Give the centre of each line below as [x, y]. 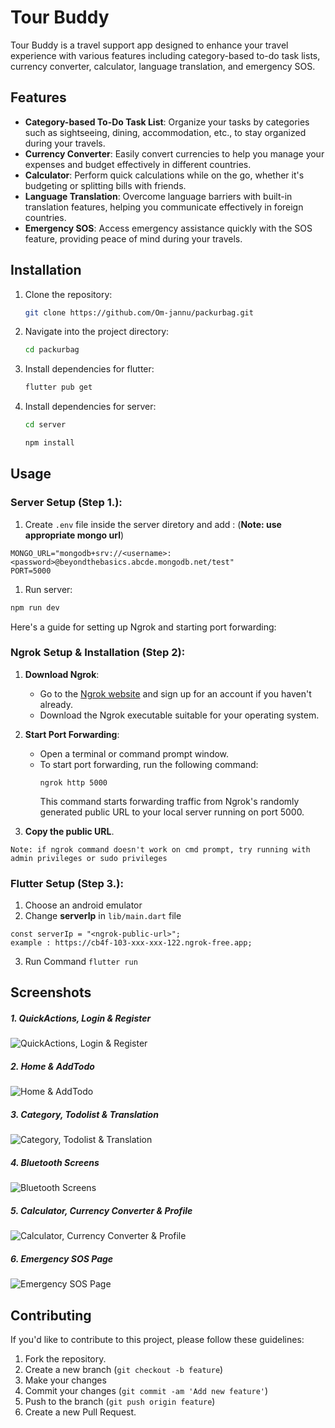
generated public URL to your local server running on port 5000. [172, 812]
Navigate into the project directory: [97, 332]
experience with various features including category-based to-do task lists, [165, 55]
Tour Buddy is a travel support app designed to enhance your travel [149, 45]
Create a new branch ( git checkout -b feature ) [124, 1370]
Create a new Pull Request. [80, 1412]
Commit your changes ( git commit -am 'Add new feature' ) [146, 1391]
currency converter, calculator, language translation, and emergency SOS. [163, 66]
